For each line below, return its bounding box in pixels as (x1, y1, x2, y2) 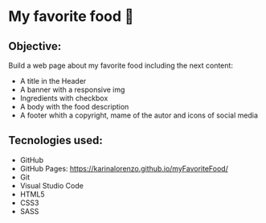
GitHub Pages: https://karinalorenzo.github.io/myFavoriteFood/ (19, 163, 229, 173)
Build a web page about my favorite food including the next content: (8, 60, 233, 70)
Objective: (8, 39, 62, 53)
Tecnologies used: (8, 134, 103, 147)
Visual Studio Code (19, 180, 84, 190)
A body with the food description (19, 102, 129, 111)
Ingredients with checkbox (19, 93, 108, 103)
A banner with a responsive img (19, 85, 125, 94)
